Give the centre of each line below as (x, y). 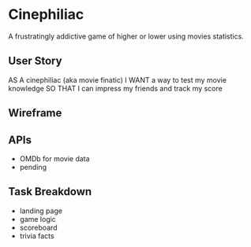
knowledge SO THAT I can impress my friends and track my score (115, 88)
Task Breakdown (50, 192)
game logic (38, 219)
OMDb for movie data (54, 158)
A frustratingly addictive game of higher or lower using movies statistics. (126, 36)
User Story (35, 61)
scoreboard (38, 227)
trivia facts (37, 236)
